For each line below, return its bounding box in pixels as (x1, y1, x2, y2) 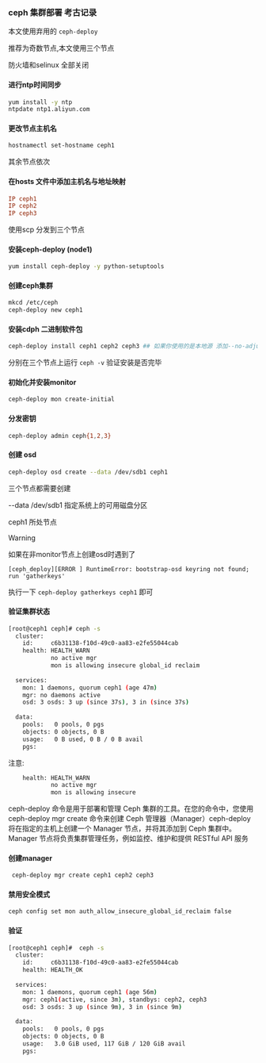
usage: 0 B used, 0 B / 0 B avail (22, 735, 144, 743)
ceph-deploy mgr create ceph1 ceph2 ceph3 (11, 871, 154, 880)
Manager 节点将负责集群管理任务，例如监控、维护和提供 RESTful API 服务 (8, 834, 249, 843)
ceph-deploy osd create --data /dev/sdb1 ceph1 (8, 468, 169, 476)
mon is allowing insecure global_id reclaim (50, 662, 200, 670)
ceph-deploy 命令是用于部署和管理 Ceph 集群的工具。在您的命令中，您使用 (8, 804, 254, 814)
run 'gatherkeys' (8, 572, 66, 580)
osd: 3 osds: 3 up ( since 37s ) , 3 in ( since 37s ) (22, 698, 190, 707)
